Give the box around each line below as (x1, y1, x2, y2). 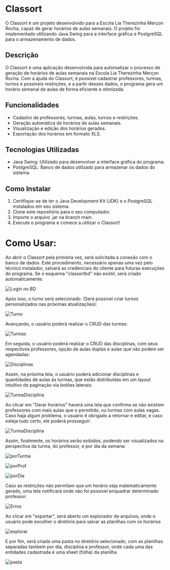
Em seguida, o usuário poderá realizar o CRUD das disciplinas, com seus (5, 341, 158, 347)
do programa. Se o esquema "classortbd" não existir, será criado (5, 270, 141, 277)
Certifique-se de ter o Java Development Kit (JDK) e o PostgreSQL (12, 198, 153, 204)
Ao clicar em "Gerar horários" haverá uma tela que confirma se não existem (5, 402, 164, 408)
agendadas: (5, 351, 31, 358)
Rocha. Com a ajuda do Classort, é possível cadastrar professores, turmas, (5, 75, 163, 82)
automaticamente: (5, 276, 43, 282)
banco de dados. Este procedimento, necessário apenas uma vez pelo (5, 260, 153, 266)
